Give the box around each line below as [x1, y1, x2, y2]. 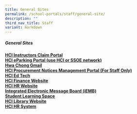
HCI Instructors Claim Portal [5, 52, 63, 58]
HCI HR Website [5, 83, 38, 89]
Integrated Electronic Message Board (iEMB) [5, 88, 97, 94]
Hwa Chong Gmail [5, 62, 42, 68]
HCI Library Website [5, 99, 47, 104]
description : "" [5, 16, 38, 21]
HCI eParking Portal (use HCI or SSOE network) [5, 57, 102, 63]
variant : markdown [5, 25, 42, 30]
